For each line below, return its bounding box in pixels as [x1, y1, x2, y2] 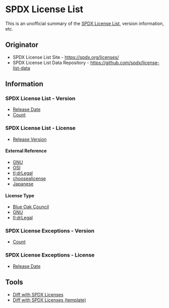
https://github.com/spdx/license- [90, 60, 160, 66]
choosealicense [12, 175, 46, 181]
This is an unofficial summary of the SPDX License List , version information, [5, 20, 164, 26]
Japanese [12, 181, 34, 187]
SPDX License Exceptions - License [5, 251, 95, 259]
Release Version [12, 136, 47, 142]
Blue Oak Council [12, 204, 49, 210]
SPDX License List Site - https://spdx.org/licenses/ [12, 54, 119, 60]
